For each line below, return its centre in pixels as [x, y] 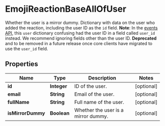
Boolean [60, 113]
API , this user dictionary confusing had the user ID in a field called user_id [80, 33]
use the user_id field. [27, 49]
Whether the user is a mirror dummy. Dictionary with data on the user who [80, 23]
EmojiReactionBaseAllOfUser [66, 9]
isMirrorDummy [26, 113]
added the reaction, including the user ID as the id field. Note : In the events [82, 27]
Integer [58, 86]
